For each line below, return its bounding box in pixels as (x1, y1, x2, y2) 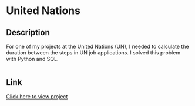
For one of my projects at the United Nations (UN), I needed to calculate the (6, 43, 189, 50)
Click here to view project (6, 93, 68, 100)
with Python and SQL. (6, 56, 59, 62)
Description (6, 28, 50, 37)
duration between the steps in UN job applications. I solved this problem (6, 49, 181, 56)
